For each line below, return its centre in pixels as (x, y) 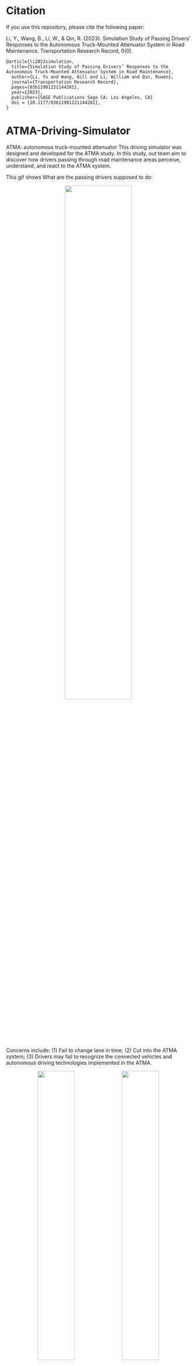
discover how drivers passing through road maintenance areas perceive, (94, 159)
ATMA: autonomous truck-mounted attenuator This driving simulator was (94, 147)
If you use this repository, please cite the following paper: (75, 27)
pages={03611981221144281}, (46, 87)
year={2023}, (27, 92)
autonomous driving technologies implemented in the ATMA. (79, 1063)
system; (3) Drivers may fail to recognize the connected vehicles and (89, 1056)
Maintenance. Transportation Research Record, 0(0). (70, 50)
